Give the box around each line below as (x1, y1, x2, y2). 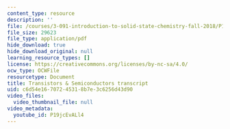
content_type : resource (7, 10, 75, 17)
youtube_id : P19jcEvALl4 (13, 111, 84, 118)
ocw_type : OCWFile (7, 67, 60, 74)
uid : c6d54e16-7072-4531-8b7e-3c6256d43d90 (7, 86, 133, 93)
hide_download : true (7, 42, 66, 48)
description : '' (7, 16, 53, 23)
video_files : (7, 93, 44, 100)
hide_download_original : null (7, 48, 94, 55)
